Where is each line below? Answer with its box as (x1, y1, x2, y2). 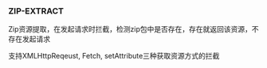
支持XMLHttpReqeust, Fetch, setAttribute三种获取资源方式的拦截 (8, 51, 220, 61)
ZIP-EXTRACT (8, 6, 64, 17)
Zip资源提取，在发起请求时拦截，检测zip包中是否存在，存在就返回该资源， (8, 25, 253, 34)
